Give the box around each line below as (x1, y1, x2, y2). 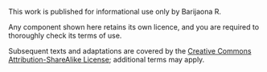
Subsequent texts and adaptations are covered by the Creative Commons (8, 46, 252, 55)
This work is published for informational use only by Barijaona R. (8, 7, 222, 16)
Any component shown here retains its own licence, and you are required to (8, 22, 260, 31)
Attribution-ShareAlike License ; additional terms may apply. (8, 55, 205, 64)
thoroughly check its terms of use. (8, 31, 122, 40)
